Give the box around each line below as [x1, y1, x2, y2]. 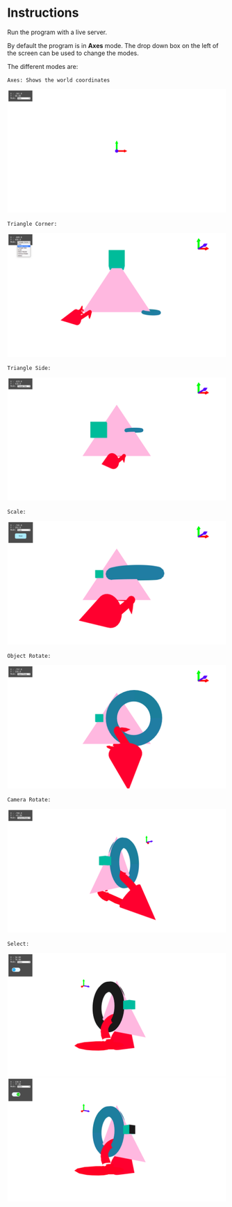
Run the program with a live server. [7, 28, 108, 36]
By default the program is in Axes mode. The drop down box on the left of [7, 41, 219, 49]
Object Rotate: [7, 652, 51, 659]
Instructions [7, 5, 79, 21]
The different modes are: [7, 62, 78, 70]
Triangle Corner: [7, 221, 58, 228]
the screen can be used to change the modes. [7, 49, 139, 57]
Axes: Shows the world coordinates [7, 77, 110, 84]
